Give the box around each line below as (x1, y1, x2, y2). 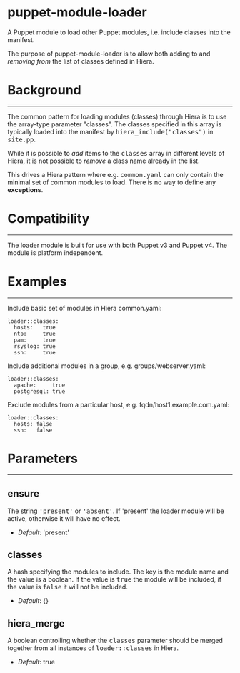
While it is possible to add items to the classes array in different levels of (7, 149, 225, 157)
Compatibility (7, 211, 90, 227)
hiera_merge (7, 617, 65, 629)
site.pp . (7, 135, 36, 144)
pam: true (14, 336, 56, 344)
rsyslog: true (14, 342, 56, 350)
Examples (7, 274, 67, 289)
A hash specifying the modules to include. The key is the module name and (7, 567, 229, 576)
